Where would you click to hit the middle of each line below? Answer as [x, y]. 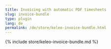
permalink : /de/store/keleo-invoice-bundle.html [56, 28]
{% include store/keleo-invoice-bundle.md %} [52, 42]
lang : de [14, 23]
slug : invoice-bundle [27, 14]
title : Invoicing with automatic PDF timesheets [56, 10]
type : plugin [18, 19]
